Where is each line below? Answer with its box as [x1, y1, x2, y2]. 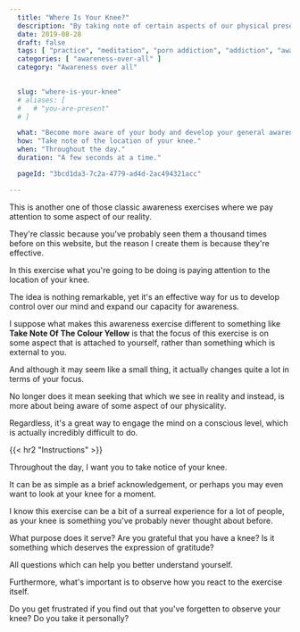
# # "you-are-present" [17, 104, 110, 112]
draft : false [17, 37, 66, 47]
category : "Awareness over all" [17, 63, 138, 72]
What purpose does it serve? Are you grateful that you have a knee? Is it [9, 532, 275, 543]
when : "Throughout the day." [17, 145, 126, 154]
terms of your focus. [9, 373, 85, 384]
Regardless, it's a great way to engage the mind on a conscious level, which [9, 417, 288, 428]
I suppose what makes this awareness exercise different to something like [9, 318, 281, 328]
